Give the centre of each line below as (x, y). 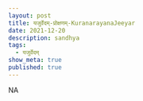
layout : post (30, 16)
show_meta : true (35, 60)
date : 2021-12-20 (37, 30)
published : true (35, 68)
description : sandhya (44, 38)
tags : (17, 45)
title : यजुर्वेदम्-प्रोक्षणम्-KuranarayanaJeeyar (72, 23)
